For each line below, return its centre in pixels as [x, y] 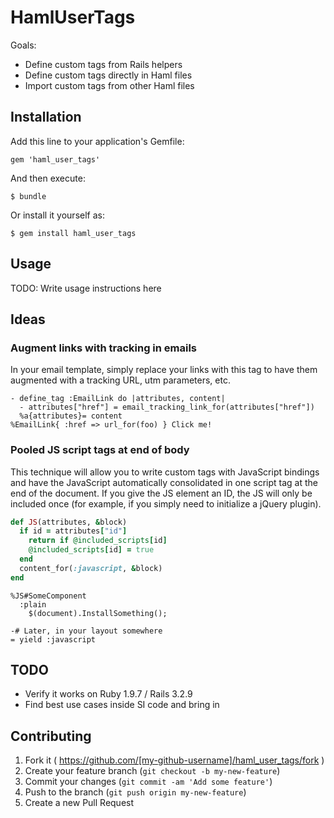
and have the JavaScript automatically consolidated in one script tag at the [164, 482]
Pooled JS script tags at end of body [100, 450]
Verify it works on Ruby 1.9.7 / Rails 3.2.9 [108, 694]
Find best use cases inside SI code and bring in [122, 705]
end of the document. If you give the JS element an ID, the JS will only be [161, 493]
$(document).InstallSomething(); [98, 613]
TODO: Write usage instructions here [86, 288]
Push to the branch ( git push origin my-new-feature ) [135, 792]
